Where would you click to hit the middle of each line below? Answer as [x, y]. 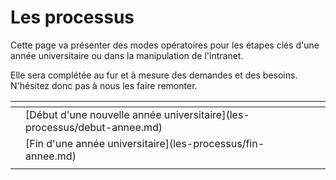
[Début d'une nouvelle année [93, 114]
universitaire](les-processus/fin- [186, 143]
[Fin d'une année [65, 143]
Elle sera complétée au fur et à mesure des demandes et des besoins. [154, 75]
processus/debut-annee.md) [94, 127]
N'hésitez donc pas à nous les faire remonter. [104, 85]
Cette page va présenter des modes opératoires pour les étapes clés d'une [165, 45]
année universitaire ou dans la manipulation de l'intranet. [127, 55]
